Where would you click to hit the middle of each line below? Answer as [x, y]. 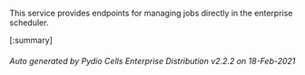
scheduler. [29, 23]
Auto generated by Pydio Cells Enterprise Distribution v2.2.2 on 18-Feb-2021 [152, 61]
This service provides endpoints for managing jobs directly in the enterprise [151, 13]
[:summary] [31, 40]
